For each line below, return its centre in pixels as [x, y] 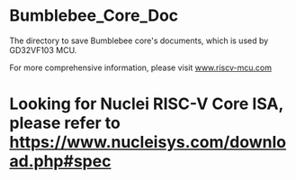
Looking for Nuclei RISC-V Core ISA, [146, 104]
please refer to [65, 123]
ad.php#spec [60, 162]
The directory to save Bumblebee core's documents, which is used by [139, 40]
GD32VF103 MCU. [43, 49]
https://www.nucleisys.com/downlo [148, 143]
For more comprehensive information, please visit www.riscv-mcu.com [141, 67]
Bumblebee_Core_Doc [94, 16]
